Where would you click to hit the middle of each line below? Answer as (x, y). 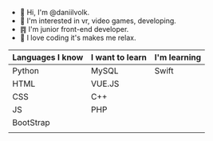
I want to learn (119, 57)
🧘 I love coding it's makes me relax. (78, 37)
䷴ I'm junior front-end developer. (74, 29)
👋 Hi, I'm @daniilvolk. (55, 12)
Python (26, 70)
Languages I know (48, 57)
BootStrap (31, 122)
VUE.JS (105, 84)
